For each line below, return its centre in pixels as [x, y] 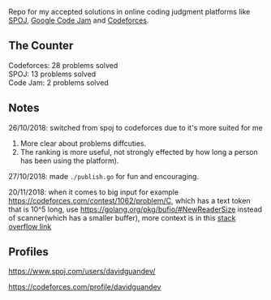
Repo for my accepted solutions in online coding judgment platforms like [129, 12]
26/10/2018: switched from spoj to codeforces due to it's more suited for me [136, 127]
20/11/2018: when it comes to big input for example [94, 192]
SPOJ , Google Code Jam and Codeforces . [79, 20]
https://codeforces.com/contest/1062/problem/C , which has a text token [129, 200]
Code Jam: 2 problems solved [59, 82]
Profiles [28, 252]
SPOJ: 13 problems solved [52, 74]
